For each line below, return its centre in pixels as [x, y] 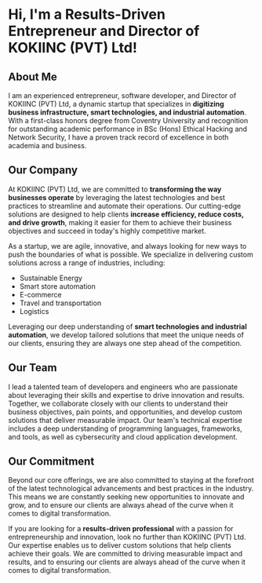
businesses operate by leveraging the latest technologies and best [116, 197]
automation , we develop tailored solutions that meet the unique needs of [126, 334]
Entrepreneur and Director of [104, 31]
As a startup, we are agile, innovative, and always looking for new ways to [127, 246]
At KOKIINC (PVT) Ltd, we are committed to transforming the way [115, 189]
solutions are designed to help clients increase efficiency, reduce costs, [126, 214]
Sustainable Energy [51, 278]
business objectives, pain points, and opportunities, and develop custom [125, 412]
